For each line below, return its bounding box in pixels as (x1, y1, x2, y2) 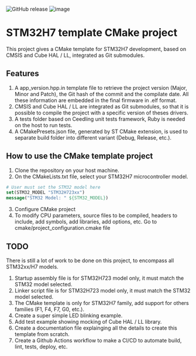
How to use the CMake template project (6, 151, 153, 161)
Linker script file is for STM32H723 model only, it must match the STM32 (14, 287, 191, 294)
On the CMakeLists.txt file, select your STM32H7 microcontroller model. (14, 173, 188, 180)
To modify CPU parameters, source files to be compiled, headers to (14, 212, 177, 219)
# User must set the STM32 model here (6, 184, 101, 190)
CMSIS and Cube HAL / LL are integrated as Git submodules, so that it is (14, 103, 189, 110)
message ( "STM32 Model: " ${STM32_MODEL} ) (6, 195, 109, 201)
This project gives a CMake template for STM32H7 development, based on (6, 45, 186, 52)
